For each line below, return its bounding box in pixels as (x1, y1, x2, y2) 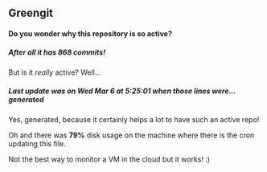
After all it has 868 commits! (8, 47, 106, 57)
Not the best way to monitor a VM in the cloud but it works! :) (8, 154, 211, 164)
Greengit (8, 6, 54, 20)
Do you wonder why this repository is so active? (8, 28, 173, 39)
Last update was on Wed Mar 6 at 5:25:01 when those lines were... (8, 86, 236, 96)
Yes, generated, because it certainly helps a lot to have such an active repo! (8, 114, 260, 124)
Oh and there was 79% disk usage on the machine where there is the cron (8, 130, 255, 140)
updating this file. (8, 138, 66, 148)
